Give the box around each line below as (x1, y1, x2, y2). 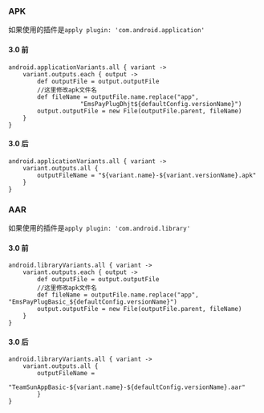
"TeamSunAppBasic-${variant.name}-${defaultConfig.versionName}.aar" (8, 383, 246, 391)
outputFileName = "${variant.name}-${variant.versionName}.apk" (37, 171, 257, 179)
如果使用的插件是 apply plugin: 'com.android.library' (8, 223, 191, 232)
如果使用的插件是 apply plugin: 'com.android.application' (8, 25, 205, 35)
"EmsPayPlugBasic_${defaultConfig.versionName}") (8, 298, 178, 306)
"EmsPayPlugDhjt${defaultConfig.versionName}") (79, 100, 242, 108)
